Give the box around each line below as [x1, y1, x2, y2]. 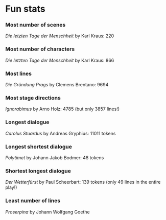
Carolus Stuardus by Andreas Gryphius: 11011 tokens [5, 130, 116, 136]
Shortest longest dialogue [5, 167, 72, 174]
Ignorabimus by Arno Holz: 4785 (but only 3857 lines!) [5, 106, 120, 112]
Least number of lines [5, 197, 60, 204]
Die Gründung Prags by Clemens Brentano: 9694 [5, 82, 109, 88]
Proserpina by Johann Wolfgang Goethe [5, 209, 90, 215]
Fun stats [5, 3, 46, 15]
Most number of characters [5, 45, 75, 53]
